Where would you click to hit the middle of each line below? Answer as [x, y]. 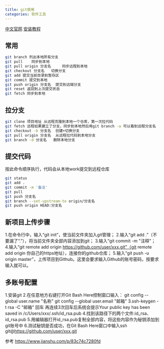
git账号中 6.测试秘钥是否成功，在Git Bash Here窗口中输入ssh [66, 326]
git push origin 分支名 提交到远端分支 [43, 84]
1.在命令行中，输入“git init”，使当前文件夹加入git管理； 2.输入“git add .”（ [79, 235]
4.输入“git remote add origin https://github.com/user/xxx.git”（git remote [79, 247]
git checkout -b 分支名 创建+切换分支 [42, 131]
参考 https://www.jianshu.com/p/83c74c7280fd [53, 341]
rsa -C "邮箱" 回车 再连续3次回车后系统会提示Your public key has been [79, 307]
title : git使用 [20, 10]
